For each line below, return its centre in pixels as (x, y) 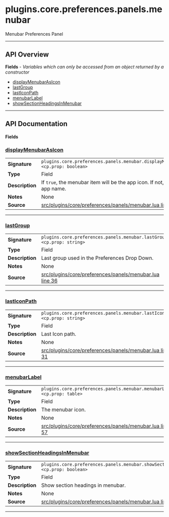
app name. (54, 189)
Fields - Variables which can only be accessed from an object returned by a (84, 67)
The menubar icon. (63, 410)
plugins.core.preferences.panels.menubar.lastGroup (104, 237)
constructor (17, 72)
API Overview (27, 55)
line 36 (49, 281)
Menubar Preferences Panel (34, 34)
